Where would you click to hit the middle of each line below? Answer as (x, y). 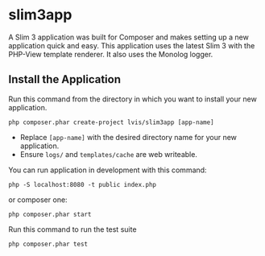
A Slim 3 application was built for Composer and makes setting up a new (129, 37)
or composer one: (38, 200)
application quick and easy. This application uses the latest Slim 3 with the (132, 45)
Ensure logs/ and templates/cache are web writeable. (108, 154)
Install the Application (64, 79)
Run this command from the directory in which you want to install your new (133, 99)
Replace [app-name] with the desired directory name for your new (128, 137)
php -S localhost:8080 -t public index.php (83, 184)
